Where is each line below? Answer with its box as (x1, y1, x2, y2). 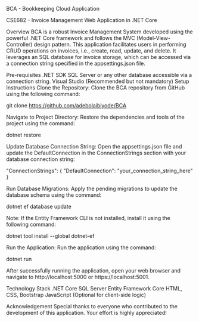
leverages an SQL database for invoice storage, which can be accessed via (6, 54, 191, 60)
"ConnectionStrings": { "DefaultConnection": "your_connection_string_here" (6, 167, 194, 174)
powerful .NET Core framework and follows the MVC (6, 35, 135, 41)
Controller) (6, 41, 33, 48)
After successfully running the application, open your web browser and (6, 267, 181, 274)
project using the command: (6, 120, 76, 127)
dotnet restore (6, 131, 42, 138)
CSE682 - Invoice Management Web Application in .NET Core (6, 17, 158, 23)
